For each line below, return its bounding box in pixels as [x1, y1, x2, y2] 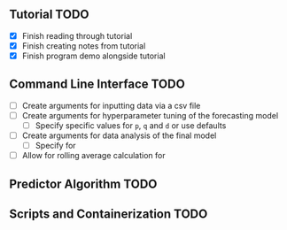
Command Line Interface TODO [9, 77, 186, 92]
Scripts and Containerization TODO [9, 206, 208, 221]
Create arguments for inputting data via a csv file [21, 100, 201, 111]
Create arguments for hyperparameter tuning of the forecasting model [21, 110, 279, 120]
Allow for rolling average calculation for [21, 150, 166, 161]
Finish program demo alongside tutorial [21, 50, 166, 61]
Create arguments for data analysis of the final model [21, 130, 217, 141]
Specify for [35, 141, 77, 151]
